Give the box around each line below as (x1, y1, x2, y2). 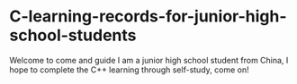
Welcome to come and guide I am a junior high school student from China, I (9, 55, 289, 65)
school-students (9, 25, 137, 46)
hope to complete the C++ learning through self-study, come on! (9, 64, 249, 75)
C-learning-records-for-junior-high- (9, 6, 287, 27)
